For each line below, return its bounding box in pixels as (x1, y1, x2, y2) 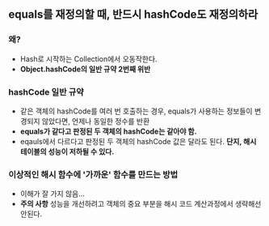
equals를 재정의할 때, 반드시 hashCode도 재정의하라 (8, 7, 258, 22)
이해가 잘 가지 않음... (19, 189, 85, 198)
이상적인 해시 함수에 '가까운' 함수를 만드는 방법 (8, 168, 179, 180)
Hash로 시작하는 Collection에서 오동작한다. (19, 53, 158, 63)
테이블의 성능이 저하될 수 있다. (19, 147, 115, 156)
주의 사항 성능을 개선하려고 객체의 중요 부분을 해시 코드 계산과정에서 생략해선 (19, 199, 262, 209)
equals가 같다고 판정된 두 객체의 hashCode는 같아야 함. (19, 126, 197, 136)
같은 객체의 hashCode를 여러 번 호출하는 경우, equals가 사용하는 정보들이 (19, 106, 253, 116)
